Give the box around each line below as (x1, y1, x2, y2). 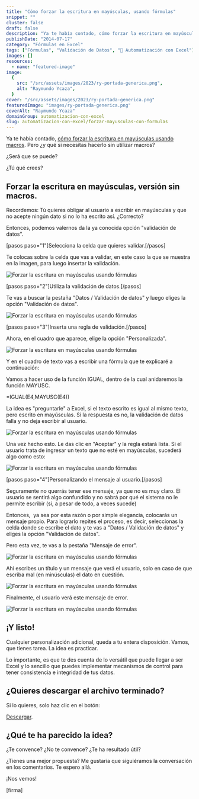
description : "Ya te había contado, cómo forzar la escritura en (6, 31, 171, 37)
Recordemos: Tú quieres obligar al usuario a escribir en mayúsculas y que (6, 206, 187, 213)
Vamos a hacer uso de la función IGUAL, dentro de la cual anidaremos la (6, 376, 183, 383)
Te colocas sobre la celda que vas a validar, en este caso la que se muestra (6, 253, 191, 261)
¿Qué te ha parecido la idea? (6, 730, 113, 740)
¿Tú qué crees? (6, 164, 43, 172)
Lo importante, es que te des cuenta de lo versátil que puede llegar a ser (6, 656, 184, 663)
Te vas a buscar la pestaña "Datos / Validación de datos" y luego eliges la (6, 294, 186, 301)
